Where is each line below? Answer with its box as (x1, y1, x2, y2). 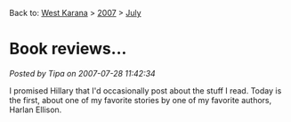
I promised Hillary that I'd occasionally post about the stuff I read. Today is (9, 85, 282, 96)
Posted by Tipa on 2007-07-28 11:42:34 (9, 68, 156, 78)
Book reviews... (9, 39, 127, 59)
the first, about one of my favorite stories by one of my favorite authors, (9, 94, 272, 105)
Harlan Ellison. (9, 104, 62, 115)
